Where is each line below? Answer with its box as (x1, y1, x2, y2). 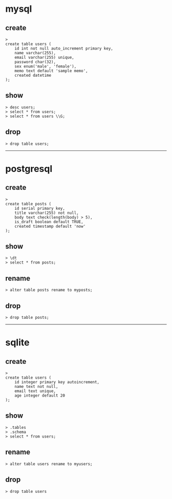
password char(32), (14, 59, 56, 64)
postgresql (5, 163, 53, 175)
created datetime (14, 73, 52, 78)
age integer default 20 (14, 393, 66, 398)
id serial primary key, (14, 206, 66, 211)
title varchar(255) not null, (14, 210, 79, 215)
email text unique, (14, 388, 56, 394)
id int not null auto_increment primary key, (14, 46, 114, 51)
